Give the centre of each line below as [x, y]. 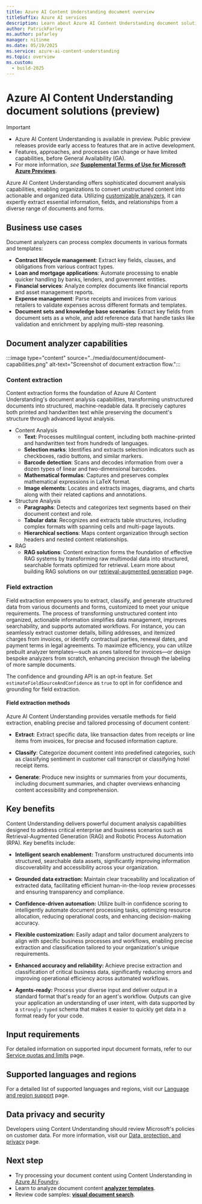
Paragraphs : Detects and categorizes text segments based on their [107, 507]
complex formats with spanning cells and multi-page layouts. [99, 527]
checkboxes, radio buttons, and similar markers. [83, 456]
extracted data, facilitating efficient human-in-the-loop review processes [105, 885]
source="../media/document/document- [117, 357]
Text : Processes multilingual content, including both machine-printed [109, 437]
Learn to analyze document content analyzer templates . [85, 1188]
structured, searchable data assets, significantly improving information [103, 860]
